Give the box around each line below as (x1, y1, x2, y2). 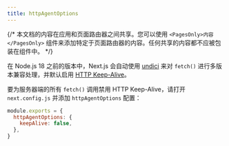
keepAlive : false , (19, 120, 72, 127)
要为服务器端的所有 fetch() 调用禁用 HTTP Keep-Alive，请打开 (7, 85, 186, 93)
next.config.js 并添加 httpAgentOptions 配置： (7, 94, 141, 102)
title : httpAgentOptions (7, 10, 79, 17)
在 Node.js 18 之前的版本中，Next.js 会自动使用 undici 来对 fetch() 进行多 (7, 61, 217, 70)
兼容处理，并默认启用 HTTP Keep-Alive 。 (12, 70, 131, 79)
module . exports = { (7, 107, 63, 114)
